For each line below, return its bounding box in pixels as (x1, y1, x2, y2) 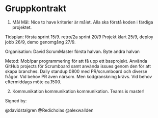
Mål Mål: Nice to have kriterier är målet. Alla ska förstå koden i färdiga (12, 19, 154, 25)
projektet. (12, 24, 32, 30)
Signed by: (5, 97, 27, 103)
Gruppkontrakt (5, 3, 67, 14)
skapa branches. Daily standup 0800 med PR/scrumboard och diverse (5, 68, 148, 74)
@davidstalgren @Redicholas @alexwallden (5, 107, 94, 113)
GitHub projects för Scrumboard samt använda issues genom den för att (5, 63, 151, 69)
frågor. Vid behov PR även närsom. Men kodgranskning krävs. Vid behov (5, 73, 152, 79)
